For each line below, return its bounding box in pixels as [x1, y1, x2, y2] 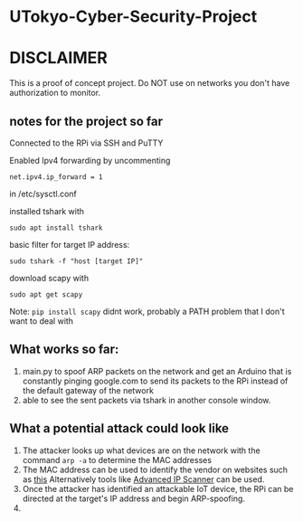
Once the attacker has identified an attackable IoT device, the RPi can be [22, 483, 294, 494]
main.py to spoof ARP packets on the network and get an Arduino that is [22, 365, 292, 376]
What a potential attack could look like [9, 421, 229, 436]
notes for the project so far [9, 113, 163, 128]
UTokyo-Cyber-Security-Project [9, 6, 258, 27]
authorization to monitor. [9, 88, 101, 99]
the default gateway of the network [22, 384, 154, 395]
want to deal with [9, 315, 74, 327]
